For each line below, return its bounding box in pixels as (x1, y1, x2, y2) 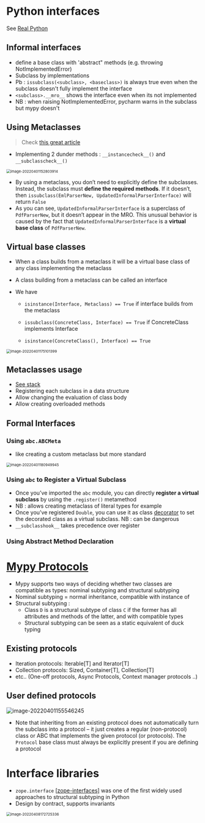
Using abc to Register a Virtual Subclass (6, 475, 127, 484)
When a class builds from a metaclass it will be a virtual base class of (15, 258, 190, 265)
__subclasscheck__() (15, 158, 68, 164)
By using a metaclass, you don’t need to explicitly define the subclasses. (15, 178, 199, 185)
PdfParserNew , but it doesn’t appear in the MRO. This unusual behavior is (15, 211, 198, 218)
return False (15, 198, 47, 205)
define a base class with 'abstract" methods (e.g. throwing (15, 58, 163, 66)
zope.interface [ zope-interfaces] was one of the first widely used (15, 787, 182, 794)
